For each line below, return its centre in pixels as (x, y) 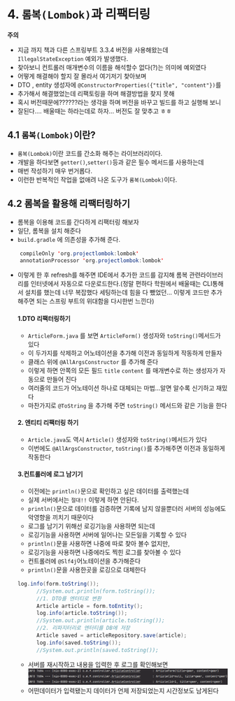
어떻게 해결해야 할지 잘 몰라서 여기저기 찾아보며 (82, 76)
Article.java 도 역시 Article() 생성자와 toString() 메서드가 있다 (117, 439)
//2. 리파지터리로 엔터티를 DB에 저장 (83, 628)
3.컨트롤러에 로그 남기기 (50, 474)
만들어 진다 (62, 379)
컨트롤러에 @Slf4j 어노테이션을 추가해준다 (84, 561)
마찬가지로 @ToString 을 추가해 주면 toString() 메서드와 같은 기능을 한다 (127, 405)
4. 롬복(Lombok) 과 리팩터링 (79, 14)
